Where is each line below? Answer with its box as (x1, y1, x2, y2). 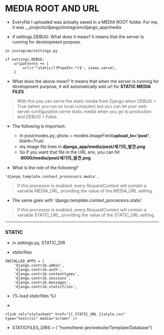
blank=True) (19, 138, 44, 144)
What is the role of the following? (12, 165, 79, 170)
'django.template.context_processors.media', (5, 174, 99, 179)
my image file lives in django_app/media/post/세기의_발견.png (19, 144, 145, 149)
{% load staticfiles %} (12, 293, 56, 299)
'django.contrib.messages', (14, 280, 71, 285)
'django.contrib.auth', (14, 267, 62, 272)
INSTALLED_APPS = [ (5, 259, 45, 264)
